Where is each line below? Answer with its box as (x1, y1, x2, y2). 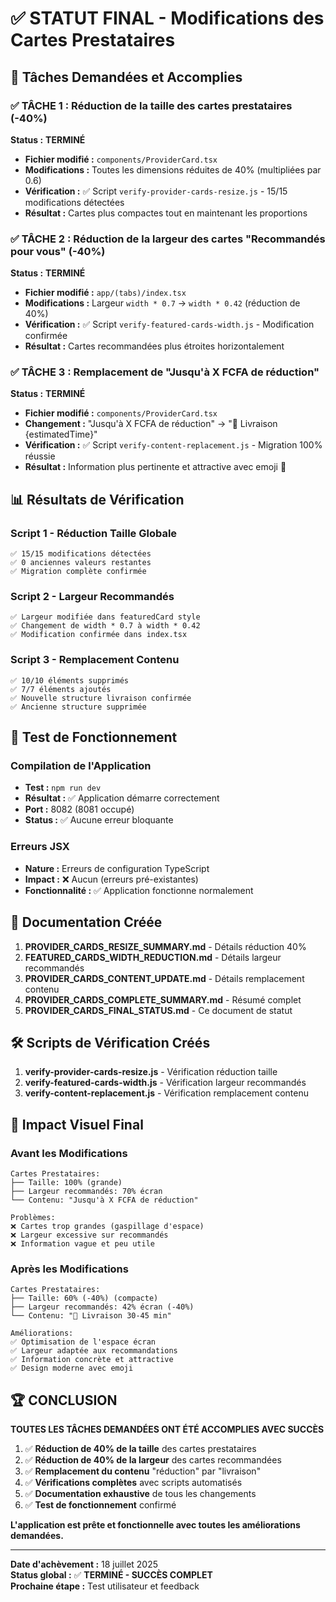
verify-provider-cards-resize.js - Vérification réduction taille (24, 1066, 278, 1078)
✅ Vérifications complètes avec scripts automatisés (24, 1477, 243, 1489)
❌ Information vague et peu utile (10, 1239, 155, 1249)
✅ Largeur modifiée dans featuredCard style (10, 612, 201, 622)
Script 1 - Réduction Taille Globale (10, 526, 178, 540)
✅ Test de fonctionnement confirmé (24, 1499, 177, 1511)
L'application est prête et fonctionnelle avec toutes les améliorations (10, 1519, 301, 1531)
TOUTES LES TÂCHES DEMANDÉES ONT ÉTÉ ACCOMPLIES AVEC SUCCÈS (10, 1423, 325, 1436)
